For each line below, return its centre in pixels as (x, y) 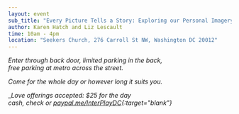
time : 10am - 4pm (34, 34)
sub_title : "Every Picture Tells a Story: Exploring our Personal (108, 21)
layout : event (29, 14)
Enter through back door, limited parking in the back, (85, 60)
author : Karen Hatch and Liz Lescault (65, 27)
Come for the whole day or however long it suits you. (85, 81)
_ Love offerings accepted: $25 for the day (70, 96)
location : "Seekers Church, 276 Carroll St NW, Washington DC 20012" (113, 40)
